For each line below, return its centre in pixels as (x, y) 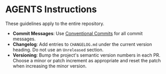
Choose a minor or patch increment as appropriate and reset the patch (87, 60)
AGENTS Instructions (51, 9)
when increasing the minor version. (50, 66)
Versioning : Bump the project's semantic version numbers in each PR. (86, 55)
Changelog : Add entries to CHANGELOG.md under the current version (82, 44)
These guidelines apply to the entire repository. (55, 23)
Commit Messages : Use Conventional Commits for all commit (78, 33)
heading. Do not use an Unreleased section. (58, 50)
